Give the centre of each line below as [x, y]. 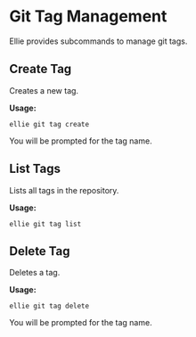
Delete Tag [40, 251]
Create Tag [41, 69]
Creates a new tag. [44, 90]
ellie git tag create [49, 124]
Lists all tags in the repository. [64, 190]
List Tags [35, 169]
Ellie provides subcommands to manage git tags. [98, 41]
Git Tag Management [88, 16]
